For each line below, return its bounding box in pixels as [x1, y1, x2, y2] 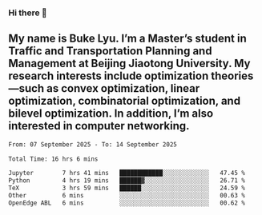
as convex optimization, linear [46, 82, 200, 95]
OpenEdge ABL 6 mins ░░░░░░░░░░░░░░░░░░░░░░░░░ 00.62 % [8, 199, 246, 207]
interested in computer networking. [8, 119, 190, 133]
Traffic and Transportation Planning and [8, 44, 212, 58]
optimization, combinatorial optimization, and [8, 94, 241, 108]
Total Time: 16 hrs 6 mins [8, 155, 99, 163]
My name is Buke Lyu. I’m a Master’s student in [8, 32, 247, 46]
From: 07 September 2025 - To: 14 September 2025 [8, 140, 178, 149]
